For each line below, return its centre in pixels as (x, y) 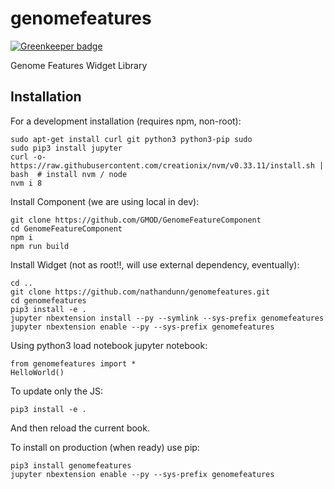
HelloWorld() (37, 372)
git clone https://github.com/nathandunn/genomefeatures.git (140, 292)
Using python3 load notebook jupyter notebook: (109, 345)
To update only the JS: (56, 391)
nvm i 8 (26, 183)
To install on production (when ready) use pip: (105, 447)
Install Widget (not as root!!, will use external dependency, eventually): (155, 264)
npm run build (40, 246)
